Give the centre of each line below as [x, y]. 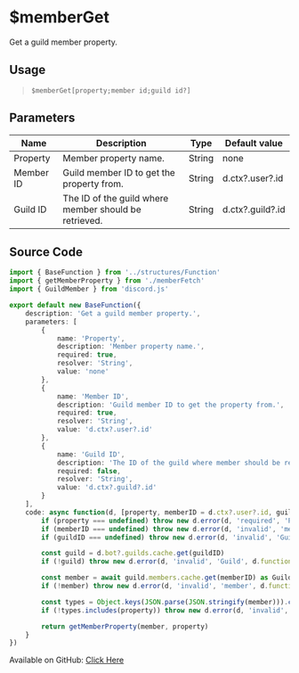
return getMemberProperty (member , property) [125, 627]
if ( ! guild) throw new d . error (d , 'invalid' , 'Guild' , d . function [167, 562]
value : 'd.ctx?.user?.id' [105, 430]
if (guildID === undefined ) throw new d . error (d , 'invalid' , [157, 538]
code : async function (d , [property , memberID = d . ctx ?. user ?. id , [149, 512]
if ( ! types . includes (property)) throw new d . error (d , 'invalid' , [165, 610]
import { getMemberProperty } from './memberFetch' [107, 281]
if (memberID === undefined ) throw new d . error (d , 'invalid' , [159, 529]
